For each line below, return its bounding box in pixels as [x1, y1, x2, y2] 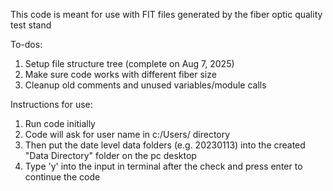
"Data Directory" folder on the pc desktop [24, 150, 197, 161]
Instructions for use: [10, 99, 93, 110]
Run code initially [24, 118, 96, 129]
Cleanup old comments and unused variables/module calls [24, 79, 267, 91]
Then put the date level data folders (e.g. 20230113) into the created [24, 139, 306, 151]
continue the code [24, 171, 101, 183]
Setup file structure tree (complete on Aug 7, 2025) [24, 58, 235, 69]
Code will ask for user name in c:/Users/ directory [24, 129, 231, 140]
